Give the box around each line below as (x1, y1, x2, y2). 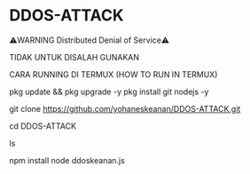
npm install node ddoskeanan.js (9, 154, 126, 165)
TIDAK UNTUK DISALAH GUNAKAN (9, 51, 140, 62)
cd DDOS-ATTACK (9, 121, 77, 131)
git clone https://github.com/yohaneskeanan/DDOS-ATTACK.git (9, 103, 241, 114)
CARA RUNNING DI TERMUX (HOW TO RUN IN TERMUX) (9, 68, 218, 80)
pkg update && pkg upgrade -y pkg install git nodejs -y (9, 86, 209, 97)
